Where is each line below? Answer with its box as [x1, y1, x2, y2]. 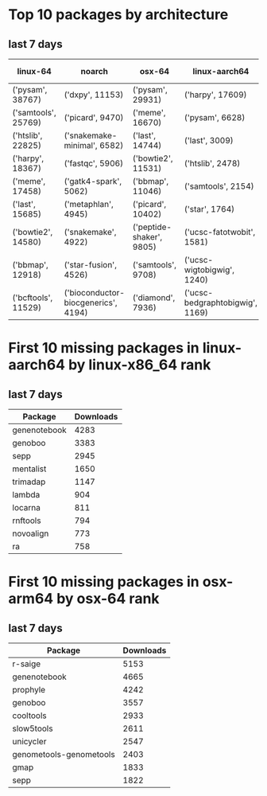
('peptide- [132, 221, 172, 232]
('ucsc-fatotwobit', [184, 227, 256, 237]
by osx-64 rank [56, 590, 161, 608]
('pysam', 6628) [184, 112, 246, 123]
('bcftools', [12, 292, 53, 303]
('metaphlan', [64, 199, 114, 209]
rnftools [12, 515, 41, 526]
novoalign [12, 528, 49, 539]
